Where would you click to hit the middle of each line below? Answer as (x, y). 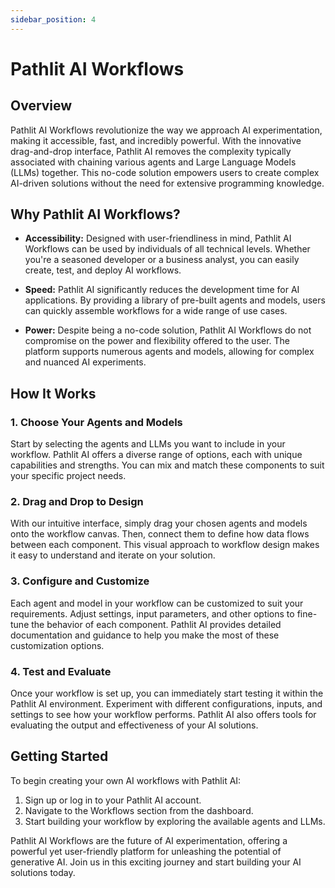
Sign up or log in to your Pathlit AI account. (113, 800)
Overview (41, 106)
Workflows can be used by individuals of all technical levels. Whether (167, 249)
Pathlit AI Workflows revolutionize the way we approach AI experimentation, (166, 130)
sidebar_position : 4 (53, 19)
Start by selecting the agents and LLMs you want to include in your (148, 444)
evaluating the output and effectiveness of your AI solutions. (134, 725)
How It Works (53, 393)
